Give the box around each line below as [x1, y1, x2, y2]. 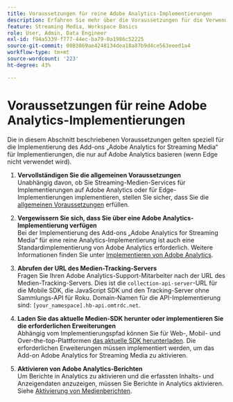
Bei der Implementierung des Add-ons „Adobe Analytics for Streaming [17, 228, 218, 236]
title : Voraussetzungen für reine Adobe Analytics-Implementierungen [7, 10, 213, 17]
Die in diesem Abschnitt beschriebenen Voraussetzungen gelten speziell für [7, 135, 224, 143]
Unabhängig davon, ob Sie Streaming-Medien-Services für [17, 178, 186, 186]
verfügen [69, 221, 97, 229]
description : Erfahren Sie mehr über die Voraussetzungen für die [7, 17, 203, 24]
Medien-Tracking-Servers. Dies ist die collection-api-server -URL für [17, 279, 218, 287]
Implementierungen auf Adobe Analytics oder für [17, 185, 157, 194]
